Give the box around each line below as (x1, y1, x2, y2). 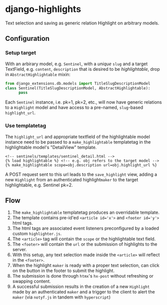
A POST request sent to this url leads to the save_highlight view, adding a (5, 171, 158, 177)
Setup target (5, 49, 36, 56)
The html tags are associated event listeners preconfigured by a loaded (12, 225, 160, 231)
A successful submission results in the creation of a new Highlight (12, 284, 150, 290)
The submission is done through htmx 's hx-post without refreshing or (12, 273, 154, 279)
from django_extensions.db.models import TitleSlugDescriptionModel (5, 81, 151, 86)
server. (12, 247, 27, 253)
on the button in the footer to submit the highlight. (12, 268, 115, 274)
